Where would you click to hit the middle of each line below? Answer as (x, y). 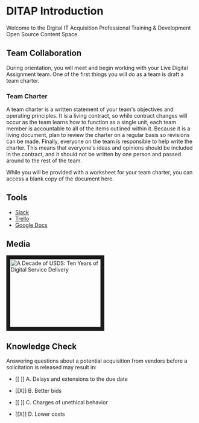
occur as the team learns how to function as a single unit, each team (91, 122)
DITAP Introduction (55, 11)
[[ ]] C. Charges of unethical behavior (62, 402)
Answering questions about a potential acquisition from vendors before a (97, 361)
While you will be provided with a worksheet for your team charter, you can (99, 173)
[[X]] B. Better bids (38, 391)
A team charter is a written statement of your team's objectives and (90, 109)
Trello (22, 218)
